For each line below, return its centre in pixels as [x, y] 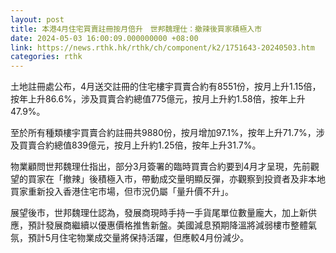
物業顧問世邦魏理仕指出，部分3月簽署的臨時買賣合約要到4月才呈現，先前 [160, 167]
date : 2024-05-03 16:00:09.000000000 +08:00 [104, 38]
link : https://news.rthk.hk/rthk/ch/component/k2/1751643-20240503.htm [162, 47]
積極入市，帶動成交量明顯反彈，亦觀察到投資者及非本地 [211, 179]
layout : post [37, 19]
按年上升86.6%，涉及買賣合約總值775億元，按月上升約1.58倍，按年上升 [158, 99]
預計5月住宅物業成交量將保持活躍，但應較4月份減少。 [138, 238]
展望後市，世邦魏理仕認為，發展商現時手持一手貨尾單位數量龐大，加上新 [159, 213]
